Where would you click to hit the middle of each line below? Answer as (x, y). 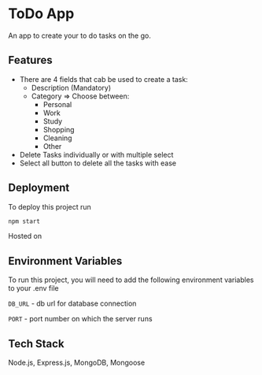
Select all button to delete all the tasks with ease (98, 163)
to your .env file (33, 288)
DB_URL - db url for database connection (72, 303)
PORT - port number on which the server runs (80, 319)
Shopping (59, 129)
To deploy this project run (50, 206)
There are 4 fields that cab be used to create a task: (104, 79)
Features (30, 60)
